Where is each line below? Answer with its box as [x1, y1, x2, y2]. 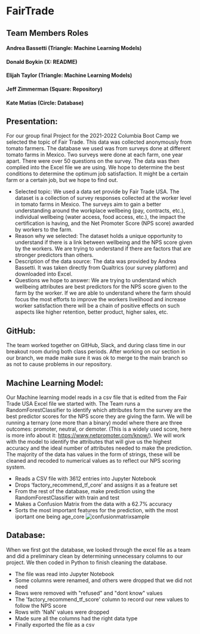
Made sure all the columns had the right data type [14, 614, 138, 621]
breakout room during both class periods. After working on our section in [6, 348, 186, 355]
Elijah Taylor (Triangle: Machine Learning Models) [6, 72, 133, 79]
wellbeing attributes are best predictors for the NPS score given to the [14, 283, 187, 290]
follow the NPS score [14, 602, 67, 609]
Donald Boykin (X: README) [6, 58, 78, 65]
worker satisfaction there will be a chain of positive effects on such [14, 302, 180, 310]
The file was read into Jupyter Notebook [14, 570, 115, 577]
